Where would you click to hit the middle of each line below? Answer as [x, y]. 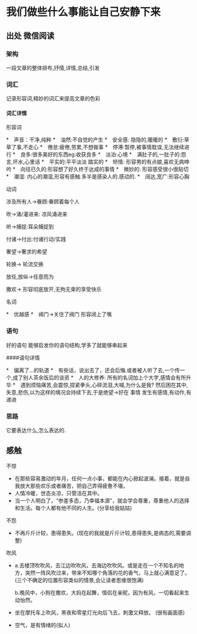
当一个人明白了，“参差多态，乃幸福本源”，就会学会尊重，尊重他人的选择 [102, 500]
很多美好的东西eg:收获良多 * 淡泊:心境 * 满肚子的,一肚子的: [106, 154]
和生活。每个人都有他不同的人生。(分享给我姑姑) [73, 508]
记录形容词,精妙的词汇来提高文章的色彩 [54, 98]
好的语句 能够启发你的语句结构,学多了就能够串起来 [67, 345]
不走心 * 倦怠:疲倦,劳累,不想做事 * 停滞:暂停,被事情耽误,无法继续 [104, 147]
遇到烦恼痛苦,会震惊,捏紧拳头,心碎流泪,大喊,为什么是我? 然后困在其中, [104, 385]
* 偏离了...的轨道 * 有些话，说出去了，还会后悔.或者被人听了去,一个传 [93, 370]
